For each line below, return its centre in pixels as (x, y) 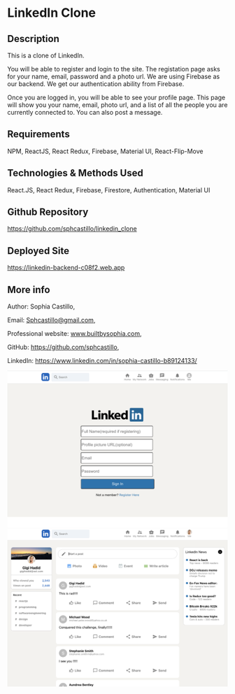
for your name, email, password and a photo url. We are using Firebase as (114, 76)
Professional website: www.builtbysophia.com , (74, 334)
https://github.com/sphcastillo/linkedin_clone (72, 229)
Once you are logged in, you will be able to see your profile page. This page (116, 97)
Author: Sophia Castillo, (41, 306)
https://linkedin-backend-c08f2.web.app (66, 268)
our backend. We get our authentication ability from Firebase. (96, 84)
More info (29, 289)
